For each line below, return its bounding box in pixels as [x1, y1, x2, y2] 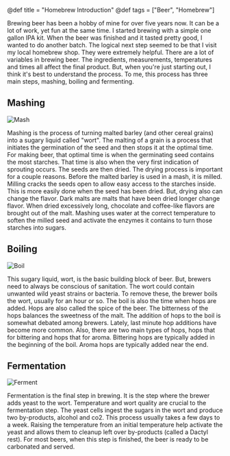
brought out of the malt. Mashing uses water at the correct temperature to [7, 208, 216, 217]
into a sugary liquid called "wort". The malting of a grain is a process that [7, 136, 213, 144]
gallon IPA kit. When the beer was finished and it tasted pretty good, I [7, 34, 203, 42]
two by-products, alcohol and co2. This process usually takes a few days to [7, 413, 220, 422]
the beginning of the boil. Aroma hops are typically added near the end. [7, 340, 209, 348]
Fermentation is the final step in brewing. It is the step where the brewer [7, 392, 210, 400]
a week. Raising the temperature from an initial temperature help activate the [7, 421, 223, 429]
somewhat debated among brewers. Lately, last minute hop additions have [7, 318, 217, 326]
